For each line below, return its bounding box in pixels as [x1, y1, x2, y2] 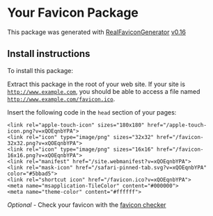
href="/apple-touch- [147, 122, 207, 128]
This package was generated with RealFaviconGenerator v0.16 [7, 28, 187, 36]
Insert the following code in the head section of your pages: [7, 108, 177, 116]
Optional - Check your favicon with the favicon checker [7, 200, 166, 209]
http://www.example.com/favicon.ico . [7, 94, 116, 103]
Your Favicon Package [7, 5, 139, 21]
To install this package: [7, 66, 74, 74]
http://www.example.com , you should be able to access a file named [7, 87, 200, 95]
